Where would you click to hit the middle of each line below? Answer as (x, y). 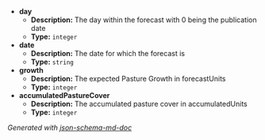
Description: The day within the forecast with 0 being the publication (144, 20)
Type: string (52, 62)
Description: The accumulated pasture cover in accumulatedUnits (139, 104)
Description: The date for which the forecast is (108, 53)
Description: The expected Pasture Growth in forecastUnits (129, 79)
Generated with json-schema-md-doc (70, 127)
